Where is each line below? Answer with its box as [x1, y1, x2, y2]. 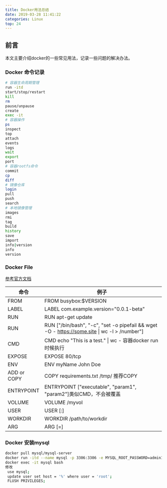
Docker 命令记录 [5, 68, 45, 75]
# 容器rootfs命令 [5, 164, 38, 169]
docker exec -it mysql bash [5, 460, 64, 465]
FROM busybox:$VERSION [44, 297, 107, 304]
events [5, 141, 19, 146]
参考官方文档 [5, 275, 31, 282]
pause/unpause [5, 103, 35, 109]
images [5, 210, 19, 215]
